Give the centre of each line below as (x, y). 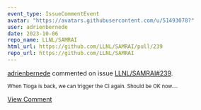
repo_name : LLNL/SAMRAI (42, 40)
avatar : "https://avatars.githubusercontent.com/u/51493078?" (101, 20)
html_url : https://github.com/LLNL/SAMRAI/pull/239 (85, 47)
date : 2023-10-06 (33, 33)
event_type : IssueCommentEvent (53, 14)
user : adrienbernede (38, 27)
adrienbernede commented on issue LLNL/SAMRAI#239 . (90, 73)
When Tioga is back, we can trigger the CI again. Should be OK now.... (93, 86)
